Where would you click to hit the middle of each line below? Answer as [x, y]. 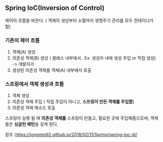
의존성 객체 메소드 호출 [34, 108]
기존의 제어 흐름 [22, 40]
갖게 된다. [49, 124]
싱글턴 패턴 [24, 124]
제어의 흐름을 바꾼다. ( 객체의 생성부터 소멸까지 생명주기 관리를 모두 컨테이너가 [79, 20]
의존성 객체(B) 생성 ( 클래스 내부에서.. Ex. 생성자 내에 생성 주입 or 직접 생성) [84, 58]
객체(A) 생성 [24, 52]
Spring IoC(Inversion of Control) [55, 8]
